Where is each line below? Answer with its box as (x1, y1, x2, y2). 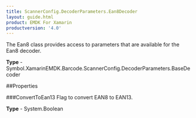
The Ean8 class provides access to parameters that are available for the (6, 41, 180, 48)
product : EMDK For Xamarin (6, 19, 72, 25)
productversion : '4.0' (6, 25, 62, 31)
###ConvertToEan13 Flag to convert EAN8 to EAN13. (6, 94, 133, 101)
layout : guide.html (6, 14, 54, 20)
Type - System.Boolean (6, 105, 63, 112)
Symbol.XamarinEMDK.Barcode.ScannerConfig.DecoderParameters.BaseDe (6, 65, 191, 72)
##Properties (6, 83, 38, 90)
